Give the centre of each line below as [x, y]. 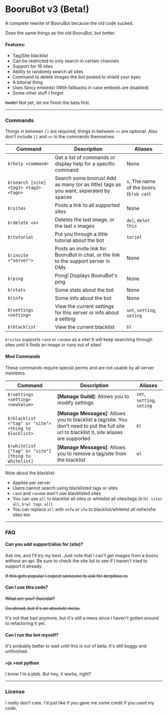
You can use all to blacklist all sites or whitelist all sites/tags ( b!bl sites [87, 498]
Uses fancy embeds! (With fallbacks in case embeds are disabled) [80, 88]
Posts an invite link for [80, 249]
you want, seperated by [82, 191]
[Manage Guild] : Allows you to [93, 396]
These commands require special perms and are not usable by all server [80, 367]
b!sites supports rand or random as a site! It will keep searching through [79, 340]
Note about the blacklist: [30, 473]
